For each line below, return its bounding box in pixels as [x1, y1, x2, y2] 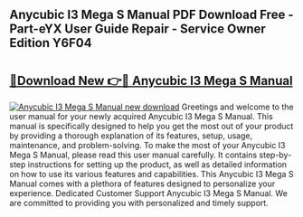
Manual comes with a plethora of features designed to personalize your [9, 178, 276, 189]
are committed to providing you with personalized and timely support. [9, 198, 269, 208]
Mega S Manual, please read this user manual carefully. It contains [9, 149, 258, 160]
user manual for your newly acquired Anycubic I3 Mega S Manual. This [9, 111, 273, 121]
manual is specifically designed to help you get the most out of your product [9, 121, 294, 131]
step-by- [259, 149, 292, 160]
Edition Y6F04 [9, 35, 92, 51]
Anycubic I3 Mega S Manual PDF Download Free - [9, 7, 294, 23]
